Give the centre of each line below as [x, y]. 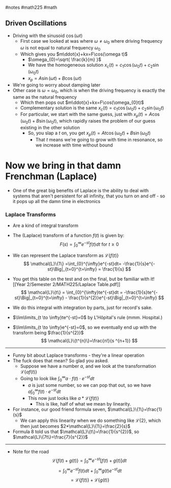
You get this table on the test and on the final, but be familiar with [81, 279]
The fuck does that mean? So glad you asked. [61, 361]
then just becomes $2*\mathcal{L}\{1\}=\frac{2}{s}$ [75, 426]
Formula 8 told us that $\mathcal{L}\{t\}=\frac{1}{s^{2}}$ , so [76, 432]
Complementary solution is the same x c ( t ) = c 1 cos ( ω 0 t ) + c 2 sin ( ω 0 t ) [92, 108]
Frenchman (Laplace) [51, 176]
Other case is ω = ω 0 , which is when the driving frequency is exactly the [89, 91]
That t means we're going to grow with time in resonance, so [99, 139]
